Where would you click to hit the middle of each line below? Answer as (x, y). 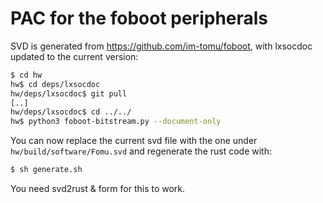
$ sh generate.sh (46, 170)
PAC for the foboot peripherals (139, 18)
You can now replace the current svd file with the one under (134, 141)
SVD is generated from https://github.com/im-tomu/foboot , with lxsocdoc (161, 46)
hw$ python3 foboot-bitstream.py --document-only (116, 122)
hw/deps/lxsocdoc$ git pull (69, 93)
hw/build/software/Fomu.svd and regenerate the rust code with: (141, 151)
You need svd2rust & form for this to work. (98, 189)
